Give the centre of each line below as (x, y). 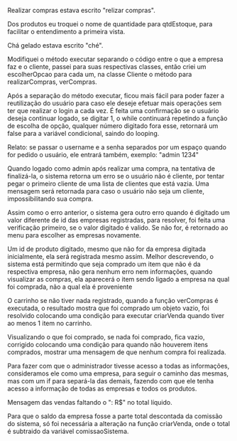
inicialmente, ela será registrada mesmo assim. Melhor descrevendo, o (111, 256)
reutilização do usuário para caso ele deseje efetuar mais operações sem (115, 103)
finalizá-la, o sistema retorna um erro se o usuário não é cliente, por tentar (116, 176)
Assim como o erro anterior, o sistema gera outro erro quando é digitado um (119, 212)
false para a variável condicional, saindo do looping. (83, 133)
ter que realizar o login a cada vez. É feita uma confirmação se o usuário (113, 111)
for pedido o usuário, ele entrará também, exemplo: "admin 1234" (103, 155)
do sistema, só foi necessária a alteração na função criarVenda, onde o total (119, 424)
